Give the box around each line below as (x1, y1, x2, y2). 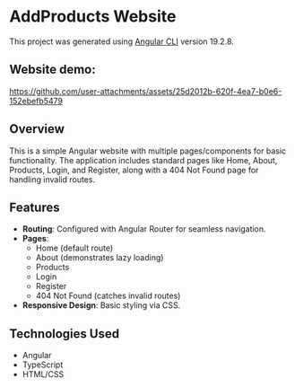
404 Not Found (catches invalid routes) (35, 290, 181, 302)
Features (9, 199, 60, 215)
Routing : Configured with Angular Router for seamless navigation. (22, 224, 266, 234)
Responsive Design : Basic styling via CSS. (22, 300, 181, 311)
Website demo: (9, 62, 96, 77)
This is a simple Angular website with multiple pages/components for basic (9, 145, 287, 156)
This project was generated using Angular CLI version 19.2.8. (9, 36, 235, 47)
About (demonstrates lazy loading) (35, 252, 164, 263)
